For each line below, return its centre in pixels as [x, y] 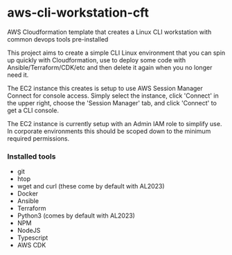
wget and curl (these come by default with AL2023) [91, 186]
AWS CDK [32, 245]
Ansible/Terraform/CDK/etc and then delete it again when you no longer [110, 67]
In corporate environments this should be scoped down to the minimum [109, 131]
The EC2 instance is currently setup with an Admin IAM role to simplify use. [115, 123]
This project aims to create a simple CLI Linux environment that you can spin [116, 53]
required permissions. [38, 138]
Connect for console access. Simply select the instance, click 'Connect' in [113, 96]
